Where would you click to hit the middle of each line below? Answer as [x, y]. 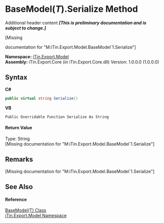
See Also [19, 187]
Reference [16, 199]
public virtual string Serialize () [42, 98]
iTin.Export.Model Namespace [36, 216]
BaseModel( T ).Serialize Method [72, 9]
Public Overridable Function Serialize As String [57, 117]
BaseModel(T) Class [26, 210]
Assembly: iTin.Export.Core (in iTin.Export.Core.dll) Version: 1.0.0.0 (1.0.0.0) [82, 62]
